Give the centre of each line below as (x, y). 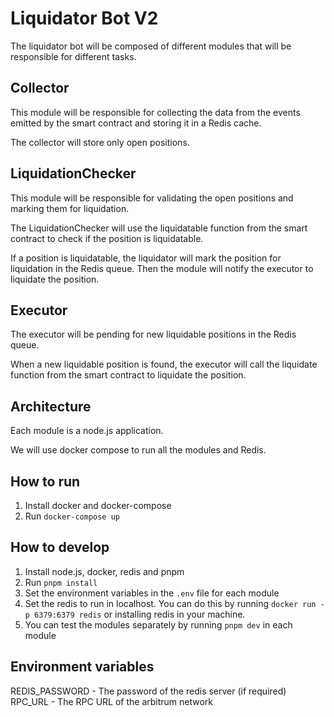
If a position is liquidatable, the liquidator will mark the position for (146, 258)
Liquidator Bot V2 (84, 18)
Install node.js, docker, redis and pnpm (104, 571)
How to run (45, 481)
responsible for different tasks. (73, 56)
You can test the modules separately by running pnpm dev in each (158, 624)
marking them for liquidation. (70, 208)
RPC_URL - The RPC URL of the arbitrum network (112, 701)
